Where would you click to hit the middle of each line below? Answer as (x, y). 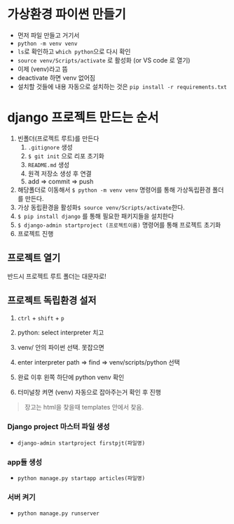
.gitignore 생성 (50, 147)
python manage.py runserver (58, 513)
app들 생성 (25, 462)
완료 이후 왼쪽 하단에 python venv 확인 (71, 377)
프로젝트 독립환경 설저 (52, 300)
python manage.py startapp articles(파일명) (81, 478)
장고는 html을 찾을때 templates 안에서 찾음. (84, 407)
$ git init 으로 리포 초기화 (66, 156)
